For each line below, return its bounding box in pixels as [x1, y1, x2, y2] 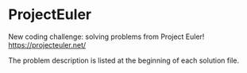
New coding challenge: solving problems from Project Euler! [8, 32, 205, 41]
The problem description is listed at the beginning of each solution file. [8, 56, 240, 65]
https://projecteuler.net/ [8, 40, 87, 49]
